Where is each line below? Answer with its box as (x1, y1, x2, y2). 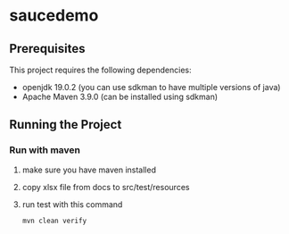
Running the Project (9, 117, 122, 132)
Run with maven (9, 144, 81, 156)
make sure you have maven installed (21, 164, 156, 175)
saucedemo (9, 5, 99, 26)
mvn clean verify (21, 216, 87, 225)
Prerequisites (9, 41, 86, 56)
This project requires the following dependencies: (9, 64, 192, 75)
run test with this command (21, 198, 123, 210)
